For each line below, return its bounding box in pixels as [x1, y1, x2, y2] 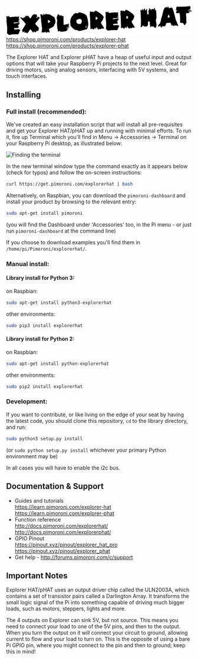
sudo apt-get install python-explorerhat [6, 361, 110, 367]
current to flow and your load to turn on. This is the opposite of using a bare [6, 636, 190, 643]
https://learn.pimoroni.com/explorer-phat [14, 509, 115, 517]
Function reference [14, 516, 61, 523]
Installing [6, 89, 41, 100]
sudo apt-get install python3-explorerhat [6, 299, 112, 306]
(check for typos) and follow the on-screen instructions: [6, 169, 142, 176]
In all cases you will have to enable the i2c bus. [6, 464, 121, 471]
